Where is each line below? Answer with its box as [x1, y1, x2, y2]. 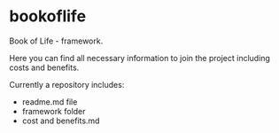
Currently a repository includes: [9, 79, 125, 90]
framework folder [21, 106, 86, 116]
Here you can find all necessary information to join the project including [9, 52, 270, 63]
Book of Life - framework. [9, 35, 104, 46]
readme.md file [21, 96, 78, 107]
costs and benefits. [9, 62, 80, 73]
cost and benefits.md [21, 115, 100, 126]
